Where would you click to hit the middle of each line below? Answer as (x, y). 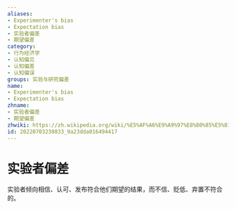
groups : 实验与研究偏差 (38, 79)
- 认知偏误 (21, 72)
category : (22, 46)
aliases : (20, 14)
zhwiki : (19, 125)
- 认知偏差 (21, 66)
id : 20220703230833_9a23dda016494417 (63, 132)
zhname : (19, 106)
